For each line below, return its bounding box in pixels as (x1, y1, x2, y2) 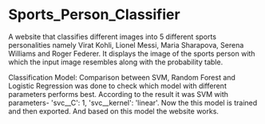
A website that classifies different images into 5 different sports (8, 32, 217, 41)
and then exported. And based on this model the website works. (8, 106, 220, 116)
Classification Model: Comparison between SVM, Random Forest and (8, 72, 235, 82)
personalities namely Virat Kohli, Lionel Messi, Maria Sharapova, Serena (8, 40, 244, 49)
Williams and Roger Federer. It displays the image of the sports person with (8, 48, 255, 58)
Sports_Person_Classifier (8, 6, 181, 24)
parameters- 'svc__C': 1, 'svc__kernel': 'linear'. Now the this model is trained (8, 98, 258, 107)
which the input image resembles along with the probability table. (8, 57, 223, 67)
